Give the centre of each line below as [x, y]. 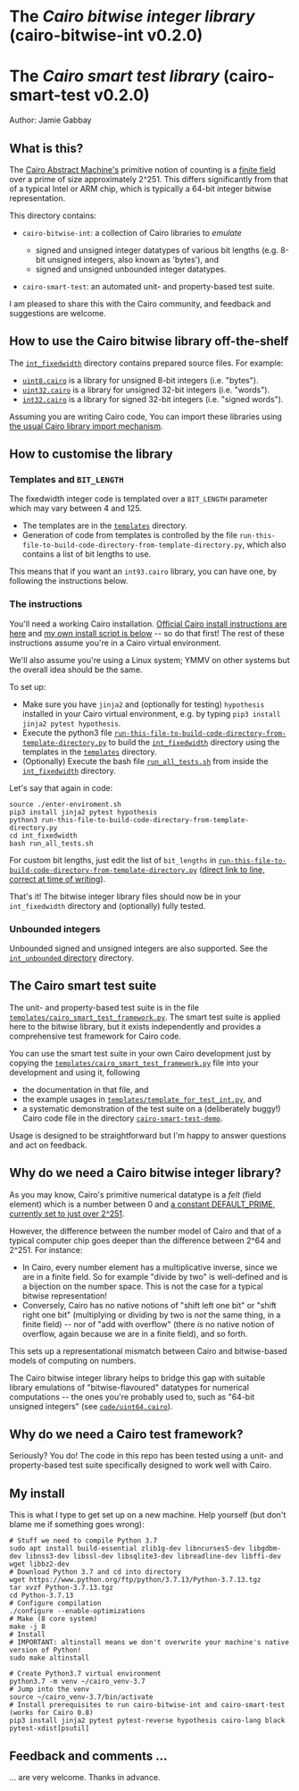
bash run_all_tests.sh [51, 843]
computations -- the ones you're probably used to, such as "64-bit [132, 1397]
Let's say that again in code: [61, 787]
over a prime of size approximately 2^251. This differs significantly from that [149, 179]
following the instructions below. [69, 581]
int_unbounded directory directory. [72, 958]
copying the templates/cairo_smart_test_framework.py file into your [134, 1063]
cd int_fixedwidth [43, 836]
